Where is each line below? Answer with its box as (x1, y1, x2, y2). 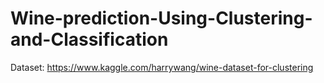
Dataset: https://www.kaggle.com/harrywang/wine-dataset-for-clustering (10, 61, 314, 73)
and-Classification (10, 28, 169, 51)
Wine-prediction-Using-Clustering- (10, 7, 313, 30)
